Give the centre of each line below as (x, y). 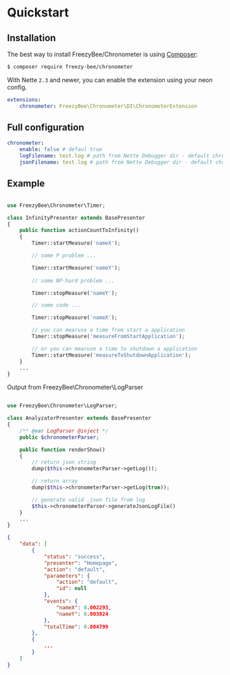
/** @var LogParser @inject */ (64, 431)
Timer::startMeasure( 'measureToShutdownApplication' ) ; (112, 355)
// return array (55, 481)
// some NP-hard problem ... (73, 281)
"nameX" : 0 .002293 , (84, 607)
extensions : (24, 100)
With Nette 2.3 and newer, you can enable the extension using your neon (110, 79)
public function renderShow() (63, 450)
